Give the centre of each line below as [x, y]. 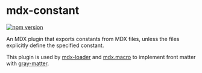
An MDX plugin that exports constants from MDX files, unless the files [93, 39]
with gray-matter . [28, 63]
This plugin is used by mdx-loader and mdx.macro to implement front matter [101, 57]
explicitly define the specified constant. [55, 45]
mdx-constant [43, 11]
